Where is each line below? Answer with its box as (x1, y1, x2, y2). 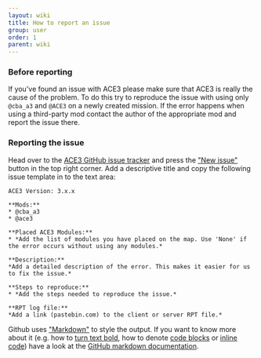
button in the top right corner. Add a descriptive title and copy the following (8, 163, 251, 173)
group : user (8, 26, 47, 34)
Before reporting (8, 67, 73, 78)
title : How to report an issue (8, 19, 111, 27)
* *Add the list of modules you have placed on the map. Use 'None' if (8, 235, 247, 243)
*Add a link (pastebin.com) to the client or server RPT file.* (8, 311, 223, 319)
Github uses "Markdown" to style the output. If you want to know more (8, 324, 237, 334)
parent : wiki (8, 41, 51, 49)
